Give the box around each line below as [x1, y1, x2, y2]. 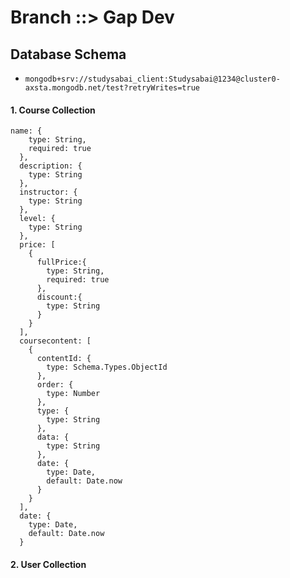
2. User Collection [10, 558, 87, 570]
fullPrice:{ [36, 257, 87, 268]
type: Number [46, 389, 101, 399]
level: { [19, 214, 56, 224]
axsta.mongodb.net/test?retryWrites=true [24, 83, 200, 93]
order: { [36, 380, 74, 390]
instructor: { [19, 187, 78, 198]
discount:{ [36, 292, 83, 303]
